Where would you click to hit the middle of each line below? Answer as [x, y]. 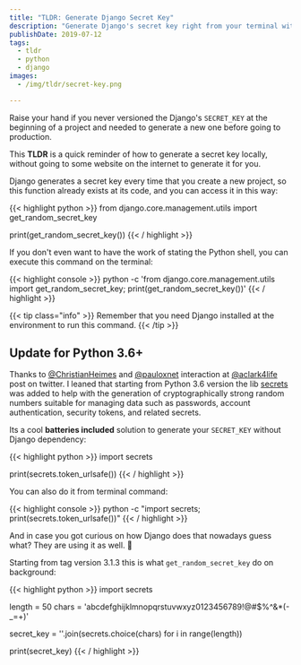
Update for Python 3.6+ [77, 354]
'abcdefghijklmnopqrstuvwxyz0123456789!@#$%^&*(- [187, 607]
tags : [19, 43]
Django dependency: [48, 439]
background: [33, 572]
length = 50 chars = [46, 607]
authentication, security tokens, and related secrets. [105, 412]
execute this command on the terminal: [82, 262]
